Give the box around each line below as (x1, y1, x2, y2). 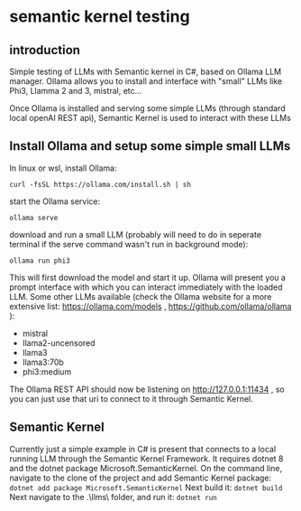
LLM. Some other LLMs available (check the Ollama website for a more (9, 291, 272, 302)
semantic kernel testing (9, 6, 191, 27)
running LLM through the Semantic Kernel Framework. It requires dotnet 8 (9, 453, 284, 464)
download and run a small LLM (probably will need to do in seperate (9, 228, 262, 240)
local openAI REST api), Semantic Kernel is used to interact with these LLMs (9, 113, 291, 123)
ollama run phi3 (9, 255, 70, 265)
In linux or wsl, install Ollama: (9, 163, 117, 173)
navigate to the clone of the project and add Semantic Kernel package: (9, 472, 272, 483)
